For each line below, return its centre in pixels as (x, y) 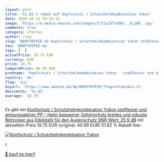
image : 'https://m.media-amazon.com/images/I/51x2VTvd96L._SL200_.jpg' (79, 23)
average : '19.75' (23, 96)
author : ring (18, 37)
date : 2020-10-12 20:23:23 (32, 19)
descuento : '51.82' (25, 91)
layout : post (18, 10)
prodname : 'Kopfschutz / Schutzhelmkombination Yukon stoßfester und (79, 73)
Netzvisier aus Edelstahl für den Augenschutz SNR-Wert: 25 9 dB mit (74, 120)
